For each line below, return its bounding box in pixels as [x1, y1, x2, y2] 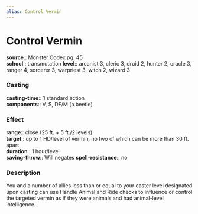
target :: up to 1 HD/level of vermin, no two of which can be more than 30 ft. [6, 135, 189, 142]
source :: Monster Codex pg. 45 [6, 54, 83, 61]
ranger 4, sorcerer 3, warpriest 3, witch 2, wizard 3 [6, 66, 130, 73]
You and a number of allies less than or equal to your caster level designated [6, 182, 193, 189]
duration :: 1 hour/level [6, 148, 60, 155]
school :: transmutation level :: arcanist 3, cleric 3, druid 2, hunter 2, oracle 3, [6, 60, 192, 67]
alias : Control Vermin [6, 8, 62, 15]
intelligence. [6, 201, 36, 208]
